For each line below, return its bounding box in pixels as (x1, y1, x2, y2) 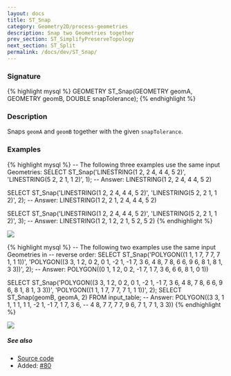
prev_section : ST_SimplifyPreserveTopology (7, 36, 135, 43)
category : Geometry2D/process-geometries (7, 23, 129, 30)
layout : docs (7, 10, 45, 17)
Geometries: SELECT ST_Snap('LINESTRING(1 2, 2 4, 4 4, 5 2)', (7, 167, 186, 176)
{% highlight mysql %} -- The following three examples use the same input (7, 160, 220, 169)
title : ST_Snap (7, 17, 51, 23)
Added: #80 (17, 361, 52, 370)
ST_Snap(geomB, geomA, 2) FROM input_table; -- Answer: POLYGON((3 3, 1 (7, 293, 225, 301)
